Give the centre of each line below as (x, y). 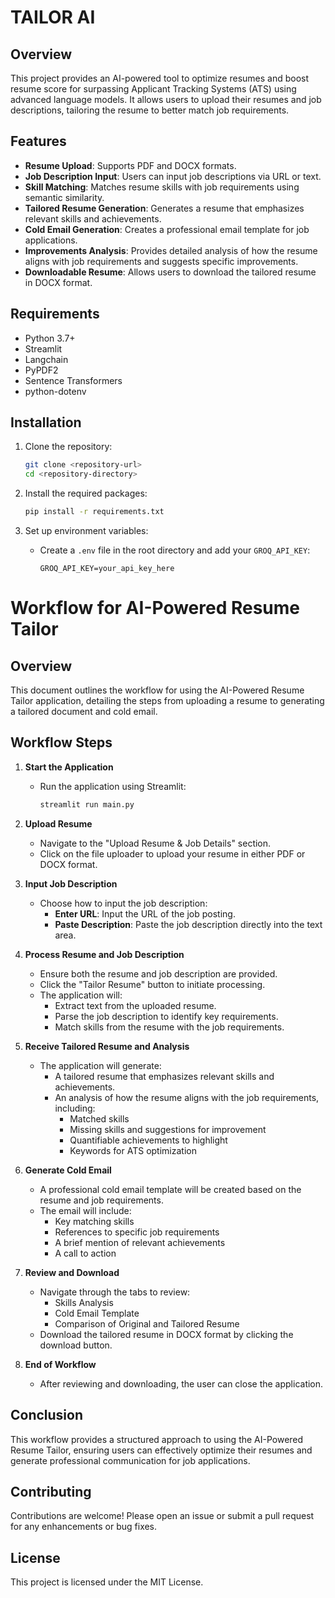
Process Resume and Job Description (104, 954)
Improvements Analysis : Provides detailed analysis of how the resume (171, 250)
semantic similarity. (64, 197)
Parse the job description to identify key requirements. (166, 1016)
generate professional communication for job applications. (130, 1460)
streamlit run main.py (87, 804)
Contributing (51, 1491)
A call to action (85, 1253)
